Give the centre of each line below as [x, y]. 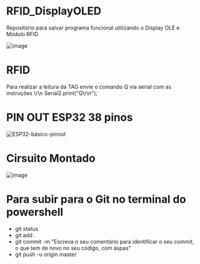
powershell [35, 212]
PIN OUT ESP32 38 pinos [70, 118]
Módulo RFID [22, 34]
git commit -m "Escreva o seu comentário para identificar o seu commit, [105, 241]
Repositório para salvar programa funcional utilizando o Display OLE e [93, 28]
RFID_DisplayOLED [54, 11]
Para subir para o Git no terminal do [96, 199]
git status [27, 229]
